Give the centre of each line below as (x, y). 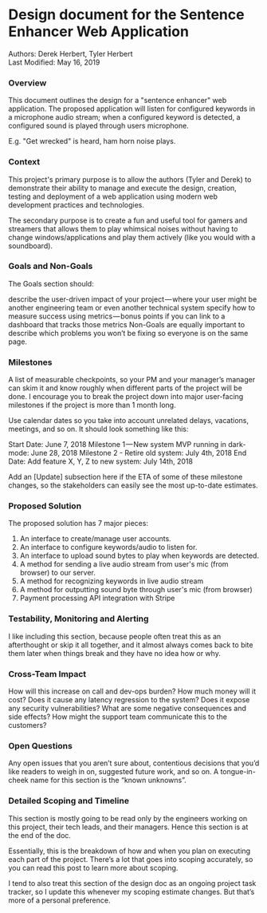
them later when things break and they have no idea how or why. (114, 653)
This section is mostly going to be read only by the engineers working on (128, 818)
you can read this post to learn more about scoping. (93, 868)
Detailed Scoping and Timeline (69, 801)
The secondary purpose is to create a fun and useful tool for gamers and (128, 220)
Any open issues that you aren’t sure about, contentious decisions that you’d (134, 763)
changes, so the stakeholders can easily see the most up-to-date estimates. (133, 485)
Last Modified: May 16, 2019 (54, 62)
